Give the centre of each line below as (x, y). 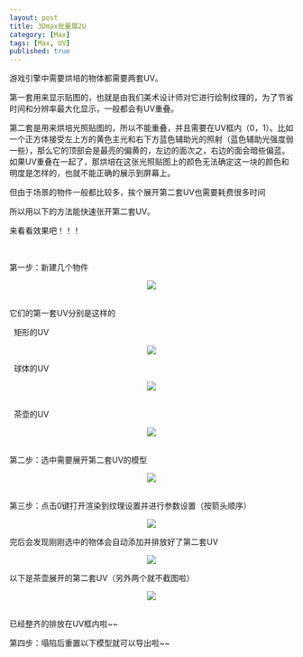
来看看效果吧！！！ (45, 230)
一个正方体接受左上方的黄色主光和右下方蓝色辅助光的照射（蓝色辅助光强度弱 (151, 139)
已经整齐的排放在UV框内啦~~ (64, 624)
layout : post (34, 18)
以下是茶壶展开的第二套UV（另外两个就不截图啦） (102, 578)
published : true (40, 52)
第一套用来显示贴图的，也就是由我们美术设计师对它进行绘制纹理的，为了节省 (151, 98)
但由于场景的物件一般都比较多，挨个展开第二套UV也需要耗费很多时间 (138, 192)
